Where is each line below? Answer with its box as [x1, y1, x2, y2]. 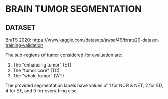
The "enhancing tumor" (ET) [12, 62, 72, 68]
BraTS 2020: [5, 37, 32, 43]
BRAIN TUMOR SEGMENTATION [5, 3, 142, 15]
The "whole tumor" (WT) [12, 73, 64, 79]
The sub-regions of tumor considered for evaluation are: [5, 52, 123, 58]
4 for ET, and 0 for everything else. [5, 88, 78, 94]
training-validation [5, 42, 44, 48]
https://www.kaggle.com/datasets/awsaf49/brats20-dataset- [32, 37, 160, 43]
